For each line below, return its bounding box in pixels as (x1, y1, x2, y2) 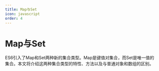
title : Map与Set (5, 7, 37, 12)
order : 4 (5, 16, 23, 21)
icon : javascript (5, 12, 40, 16)
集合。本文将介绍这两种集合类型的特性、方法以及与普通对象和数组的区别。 (5, 61, 154, 67)
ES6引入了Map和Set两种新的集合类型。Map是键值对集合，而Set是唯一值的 (5, 55, 154, 60)
